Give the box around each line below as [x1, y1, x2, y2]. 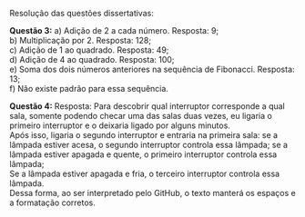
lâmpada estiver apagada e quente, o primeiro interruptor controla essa [9, 149, 278, 160]
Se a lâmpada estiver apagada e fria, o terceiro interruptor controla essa [9, 168, 280, 179]
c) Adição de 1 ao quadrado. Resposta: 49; [9, 44, 169, 55]
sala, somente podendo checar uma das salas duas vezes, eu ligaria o [9, 111, 273, 121]
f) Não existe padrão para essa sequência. [9, 84, 168, 94]
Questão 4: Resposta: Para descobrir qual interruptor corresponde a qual [9, 101, 285, 112]
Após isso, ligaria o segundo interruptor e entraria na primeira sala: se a [9, 130, 279, 140]
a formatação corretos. [9, 197, 96, 208]
